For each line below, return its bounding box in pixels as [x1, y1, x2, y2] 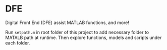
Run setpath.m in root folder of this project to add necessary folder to [5, 29, 149, 35]
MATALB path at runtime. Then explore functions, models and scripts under [5, 34, 162, 40]
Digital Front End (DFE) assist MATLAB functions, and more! [5, 19, 130, 25]
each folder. [5, 39, 30, 45]
